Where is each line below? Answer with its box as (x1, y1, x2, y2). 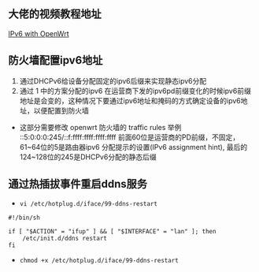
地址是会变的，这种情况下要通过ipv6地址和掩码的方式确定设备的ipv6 (19, 95, 242, 105)
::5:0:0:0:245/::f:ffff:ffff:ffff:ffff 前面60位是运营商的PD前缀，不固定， (19, 132, 240, 142)
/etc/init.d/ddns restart (22, 235, 108, 243)
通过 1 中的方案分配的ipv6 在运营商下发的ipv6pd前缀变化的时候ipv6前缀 (19, 86, 252, 95)
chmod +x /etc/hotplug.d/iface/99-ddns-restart (19, 257, 179, 265)
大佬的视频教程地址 (8, 7, 102, 21)
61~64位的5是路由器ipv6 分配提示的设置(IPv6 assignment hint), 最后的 (19, 142, 248, 151)
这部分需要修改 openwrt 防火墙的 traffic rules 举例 (19, 122, 182, 132)
